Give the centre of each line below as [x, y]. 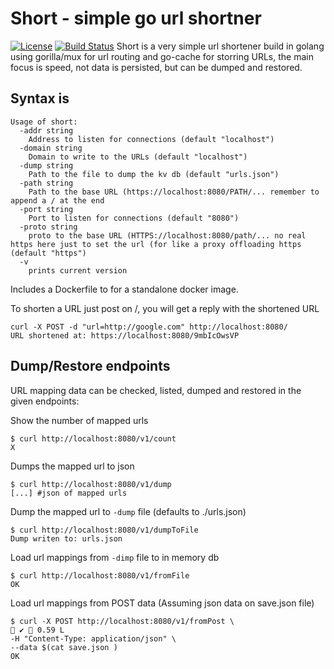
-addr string [46, 130]
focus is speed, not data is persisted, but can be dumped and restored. [156, 67]
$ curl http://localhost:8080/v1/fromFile [100, 575]
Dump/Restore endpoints [90, 366]
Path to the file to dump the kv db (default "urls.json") [154, 174]
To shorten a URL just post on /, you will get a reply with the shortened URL [165, 308]
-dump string [46, 165]
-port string [46, 209]
